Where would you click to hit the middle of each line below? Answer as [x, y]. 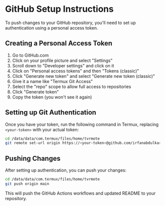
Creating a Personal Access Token [59, 44]
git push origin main [27, 184]
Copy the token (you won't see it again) [52, 97]
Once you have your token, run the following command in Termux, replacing [82, 124]
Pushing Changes [33, 158]
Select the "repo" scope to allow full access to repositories [72, 87]
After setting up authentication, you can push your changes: [66, 170]
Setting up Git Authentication [51, 112]
